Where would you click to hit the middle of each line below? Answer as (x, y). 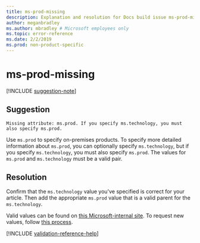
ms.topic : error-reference (40, 34)
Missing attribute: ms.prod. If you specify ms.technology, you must (94, 123)
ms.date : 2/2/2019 (29, 39)
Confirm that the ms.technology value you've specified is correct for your (95, 192)
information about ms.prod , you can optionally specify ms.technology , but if (98, 146)
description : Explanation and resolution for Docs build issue (86, 17)
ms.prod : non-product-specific (45, 45)
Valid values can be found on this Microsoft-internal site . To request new (95, 216)
